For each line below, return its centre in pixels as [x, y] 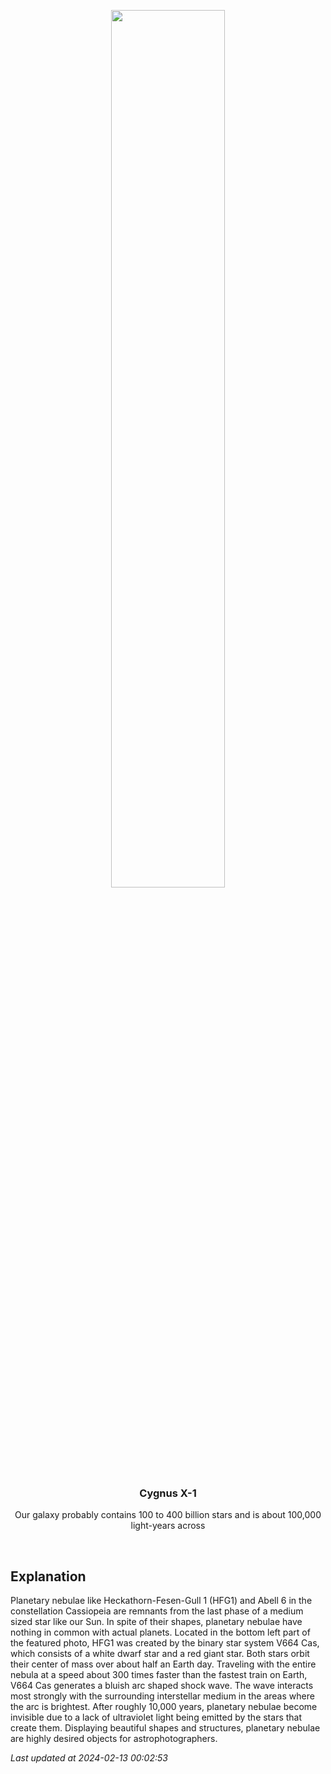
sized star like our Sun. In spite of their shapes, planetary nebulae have [156, 1622]
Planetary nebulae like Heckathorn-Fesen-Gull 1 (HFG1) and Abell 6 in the [161, 1601]
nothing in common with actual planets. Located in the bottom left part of [160, 1632]
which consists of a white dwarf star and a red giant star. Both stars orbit [160, 1654]
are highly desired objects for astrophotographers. [114, 1739]
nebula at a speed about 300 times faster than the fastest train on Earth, [159, 1675]
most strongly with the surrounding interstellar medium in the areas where [162, 1696]
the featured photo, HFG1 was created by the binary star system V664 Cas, [165, 1643]
